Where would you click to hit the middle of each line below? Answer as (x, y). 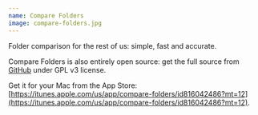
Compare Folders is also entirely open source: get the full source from (124, 61)
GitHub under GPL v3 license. (57, 69)
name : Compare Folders (46, 16)
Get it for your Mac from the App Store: (73, 85)
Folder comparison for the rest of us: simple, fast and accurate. (113, 46)
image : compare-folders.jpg (55, 23)
